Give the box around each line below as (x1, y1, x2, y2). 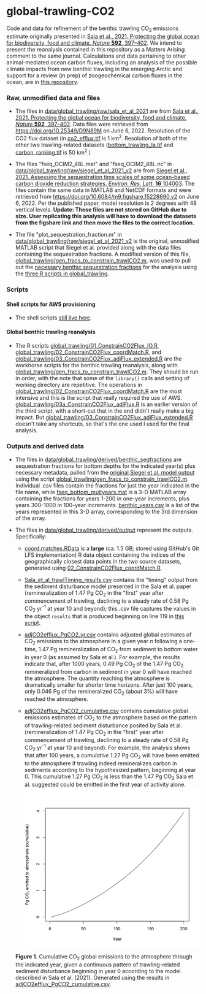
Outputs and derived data (6, 442, 85, 450)
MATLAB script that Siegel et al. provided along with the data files (15, 244, 181, 251)
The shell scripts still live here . (15, 314, 92, 321)
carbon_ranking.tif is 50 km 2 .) (15, 147, 91, 156)
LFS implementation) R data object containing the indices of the (24, 551, 185, 559)
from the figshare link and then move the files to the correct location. (15, 219, 195, 226)
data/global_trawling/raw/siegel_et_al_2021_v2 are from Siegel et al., (15, 167, 188, 174)
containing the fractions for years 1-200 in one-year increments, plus (15, 495, 190, 502)
